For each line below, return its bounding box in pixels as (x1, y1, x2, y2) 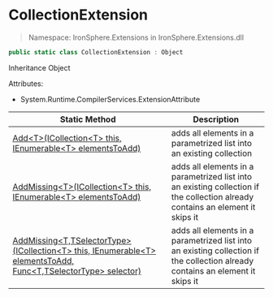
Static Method (59, 114, 116, 125)
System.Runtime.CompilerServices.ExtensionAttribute (19, 94, 201, 104)
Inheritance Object (8, 62, 71, 72)
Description (193, 114, 240, 125)
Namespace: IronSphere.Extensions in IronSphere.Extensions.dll (28, 32, 245, 42)
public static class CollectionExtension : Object (8, 48, 184, 56)
